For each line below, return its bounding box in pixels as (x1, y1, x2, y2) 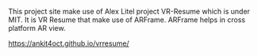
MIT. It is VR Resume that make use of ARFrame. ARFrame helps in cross (8, 15, 246, 24)
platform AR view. (8, 24, 66, 32)
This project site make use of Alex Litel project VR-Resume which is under (8, 7, 250, 16)
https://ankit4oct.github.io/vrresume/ (8, 39, 129, 48)
